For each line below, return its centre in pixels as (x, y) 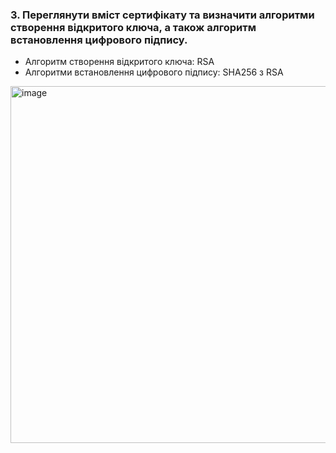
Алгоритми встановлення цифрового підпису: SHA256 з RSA (154, 72)
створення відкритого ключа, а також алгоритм (133, 27)
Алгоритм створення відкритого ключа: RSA (119, 62)
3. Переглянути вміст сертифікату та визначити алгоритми (162, 15)
